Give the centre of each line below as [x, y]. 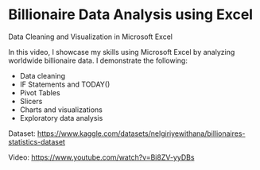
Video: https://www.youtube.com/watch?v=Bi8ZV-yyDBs [101, 157]
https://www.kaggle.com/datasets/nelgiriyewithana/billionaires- [141, 133]
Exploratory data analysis [61, 118]
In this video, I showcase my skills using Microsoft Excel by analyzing [122, 52]
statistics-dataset [37, 141]
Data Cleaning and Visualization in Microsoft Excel [91, 37]
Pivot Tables [40, 92]
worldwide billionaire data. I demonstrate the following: [98, 60]
